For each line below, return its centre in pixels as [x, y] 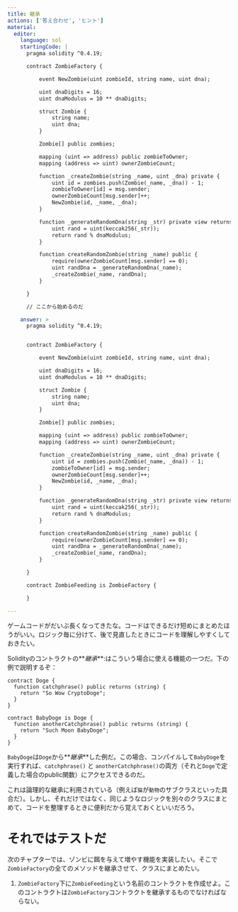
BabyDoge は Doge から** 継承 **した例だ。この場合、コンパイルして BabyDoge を [117, 757]
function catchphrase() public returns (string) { [90, 687]
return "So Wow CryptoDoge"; [63, 693]
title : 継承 [24, 14]
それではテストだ [57, 839]
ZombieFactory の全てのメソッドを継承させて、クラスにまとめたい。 [106, 868]
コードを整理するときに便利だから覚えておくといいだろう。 [112, 807]
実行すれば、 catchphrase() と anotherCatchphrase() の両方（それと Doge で [114, 765]
